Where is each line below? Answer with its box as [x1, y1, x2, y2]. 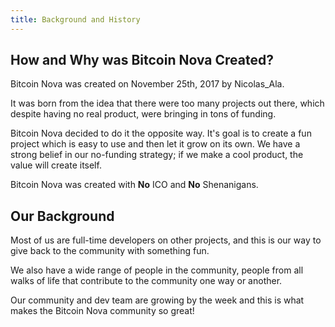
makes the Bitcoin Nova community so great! [10, 305, 195, 317]
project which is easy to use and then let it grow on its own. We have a [10, 138, 301, 150]
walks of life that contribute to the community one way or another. [10, 275, 283, 287]
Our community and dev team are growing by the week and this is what [10, 294, 305, 306]
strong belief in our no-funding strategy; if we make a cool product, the [10, 149, 304, 161]
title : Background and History [10, 14, 141, 25]
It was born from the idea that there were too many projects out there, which [10, 97, 325, 110]
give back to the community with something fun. [10, 245, 210, 257]
